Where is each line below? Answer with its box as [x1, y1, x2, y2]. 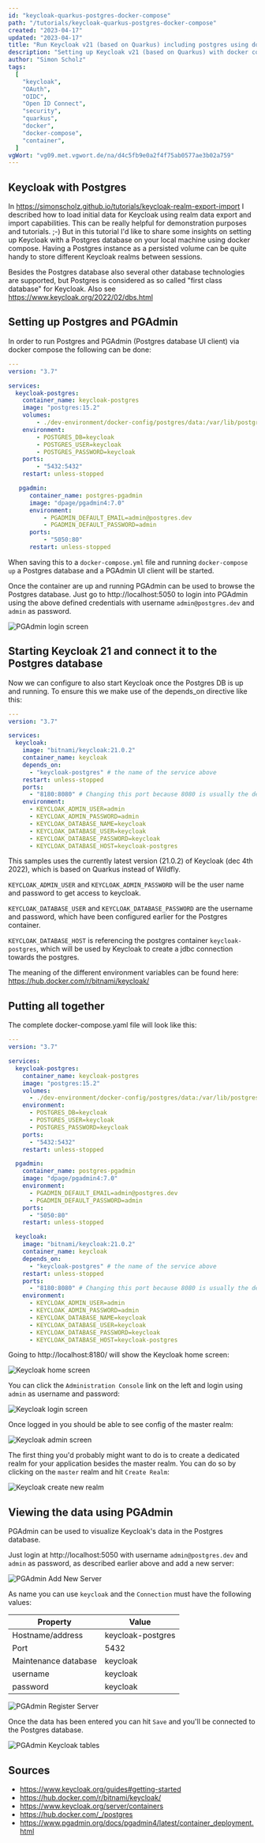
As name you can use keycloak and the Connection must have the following [8, 1589, 252, 1599]
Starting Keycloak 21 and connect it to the [8, 645, 218, 658]
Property [37, 1617, 73, 1628]
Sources [8, 1763, 50, 1777]
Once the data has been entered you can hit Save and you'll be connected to [8, 1717, 256, 1727]
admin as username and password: [8, 1389, 120, 1398]
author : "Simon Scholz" [8, 56, 87, 64]
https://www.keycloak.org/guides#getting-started [19, 1784, 181, 1794]
